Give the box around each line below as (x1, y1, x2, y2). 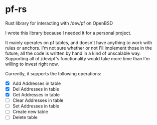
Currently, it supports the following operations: (5, 70, 102, 76)
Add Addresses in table (12, 80, 61, 86)
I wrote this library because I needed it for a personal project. (5, 30, 132, 36)
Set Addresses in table (12, 103, 59, 109)
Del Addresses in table (12, 86, 59, 92)
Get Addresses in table (12, 92, 60, 98)
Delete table (12, 114, 38, 120)
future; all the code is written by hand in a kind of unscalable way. (5, 50, 141, 56)
